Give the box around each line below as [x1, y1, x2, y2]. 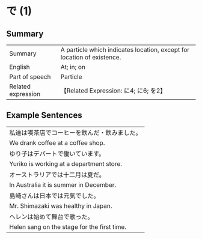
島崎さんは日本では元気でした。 [9, 192, 100, 200]
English [9, 63, 30, 71]
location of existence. [60, 53, 121, 61]
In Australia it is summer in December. [9, 180, 117, 189]
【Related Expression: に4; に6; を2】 [60, 86, 167, 95]
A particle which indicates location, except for [60, 46, 190, 53]
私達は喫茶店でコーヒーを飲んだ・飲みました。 [9, 129, 142, 137]
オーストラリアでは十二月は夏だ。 [9, 171, 105, 179]
